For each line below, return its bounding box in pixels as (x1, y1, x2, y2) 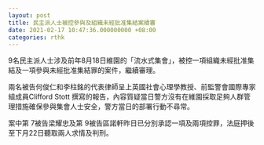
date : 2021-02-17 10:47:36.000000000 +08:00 (8, 26, 156, 34)
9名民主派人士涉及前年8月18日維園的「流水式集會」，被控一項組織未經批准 (8, 56, 247, 65)
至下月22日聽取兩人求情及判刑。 (8, 129, 114, 138)
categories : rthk (8, 33, 65, 42)
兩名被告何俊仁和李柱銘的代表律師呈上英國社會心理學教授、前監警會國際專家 (8, 82, 256, 92)
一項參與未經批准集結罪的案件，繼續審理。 (21, 66, 159, 75)
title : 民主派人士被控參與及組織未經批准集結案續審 (8, 19, 156, 27)
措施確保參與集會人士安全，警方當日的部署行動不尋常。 (14, 102, 194, 111)
